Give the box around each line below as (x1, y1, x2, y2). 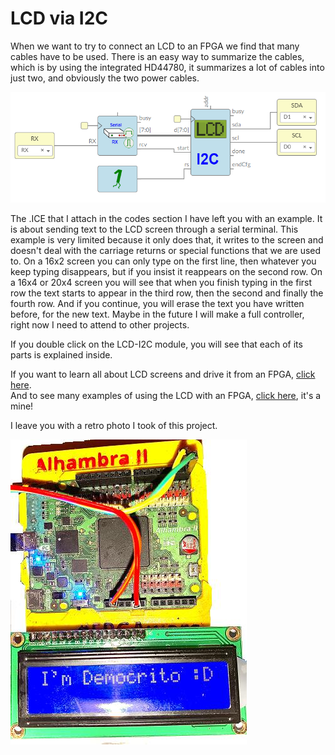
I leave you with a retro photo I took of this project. (10, 419, 218, 431)
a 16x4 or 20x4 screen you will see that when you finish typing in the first (10, 276, 313, 288)
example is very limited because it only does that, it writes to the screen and (10, 233, 324, 246)
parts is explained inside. (10, 348, 113, 361)
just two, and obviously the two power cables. (10, 72, 200, 84)
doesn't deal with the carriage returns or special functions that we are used (10, 244, 322, 256)
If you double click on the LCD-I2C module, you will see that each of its (10, 338, 303, 350)
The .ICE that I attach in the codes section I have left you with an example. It (10, 212, 323, 224)
